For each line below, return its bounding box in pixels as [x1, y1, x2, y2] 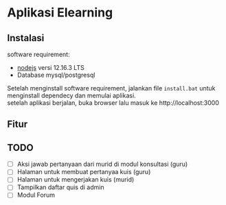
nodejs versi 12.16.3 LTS [16, 64, 84, 71]
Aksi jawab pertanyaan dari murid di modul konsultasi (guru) [16, 160, 188, 169]
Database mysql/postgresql [16, 71, 95, 79]
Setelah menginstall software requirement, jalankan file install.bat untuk [7, 84, 216, 92]
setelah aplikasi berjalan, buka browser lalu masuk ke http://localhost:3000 [7, 99, 220, 107]
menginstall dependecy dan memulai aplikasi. [7, 91, 136, 99]
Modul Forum [16, 191, 55, 200]
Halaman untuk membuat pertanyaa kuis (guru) [16, 168, 151, 176]
